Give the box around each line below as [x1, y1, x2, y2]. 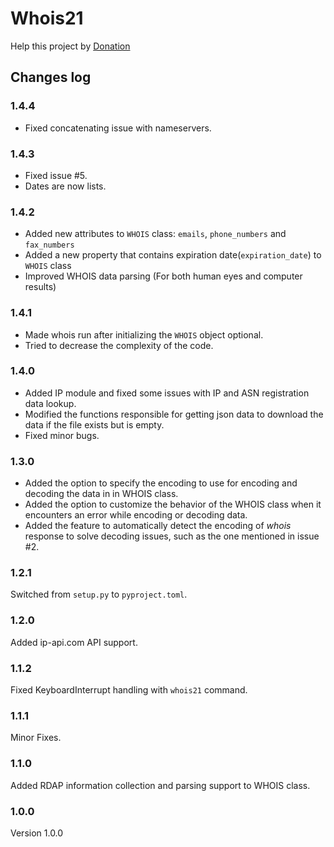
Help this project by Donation [10, 40, 131, 52]
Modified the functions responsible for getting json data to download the [24, 408, 324, 420]
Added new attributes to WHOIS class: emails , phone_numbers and [24, 228, 287, 240]
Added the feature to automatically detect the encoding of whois [24, 520, 292, 532]
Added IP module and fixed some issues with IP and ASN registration [24, 387, 310, 399]
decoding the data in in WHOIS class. [24, 488, 179, 500]
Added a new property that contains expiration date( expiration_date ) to [24, 249, 322, 261]
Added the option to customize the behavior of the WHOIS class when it [24, 498, 322, 511]
